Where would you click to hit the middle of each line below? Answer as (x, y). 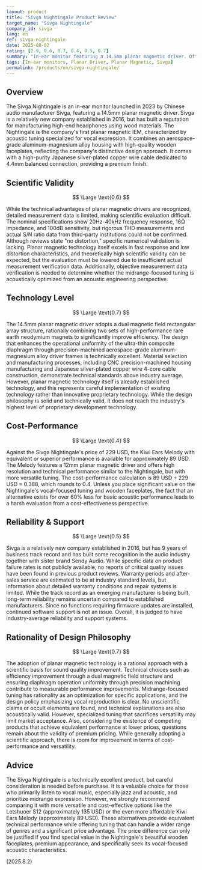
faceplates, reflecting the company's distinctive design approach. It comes (99, 151)
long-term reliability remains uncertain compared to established (85, 599)
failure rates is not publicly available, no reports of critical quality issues (95, 567)
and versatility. (58, 746)
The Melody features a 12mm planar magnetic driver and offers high (90, 465)
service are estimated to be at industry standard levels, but (93, 580)
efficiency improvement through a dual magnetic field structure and (90, 676)
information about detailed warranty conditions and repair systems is (92, 586)
